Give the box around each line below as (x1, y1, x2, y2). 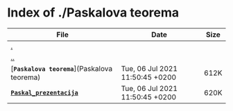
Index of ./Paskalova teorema (7, 5, 180, 21)
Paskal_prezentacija (10, 88, 78, 97)
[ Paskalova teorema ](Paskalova (10, 63, 113, 73)
